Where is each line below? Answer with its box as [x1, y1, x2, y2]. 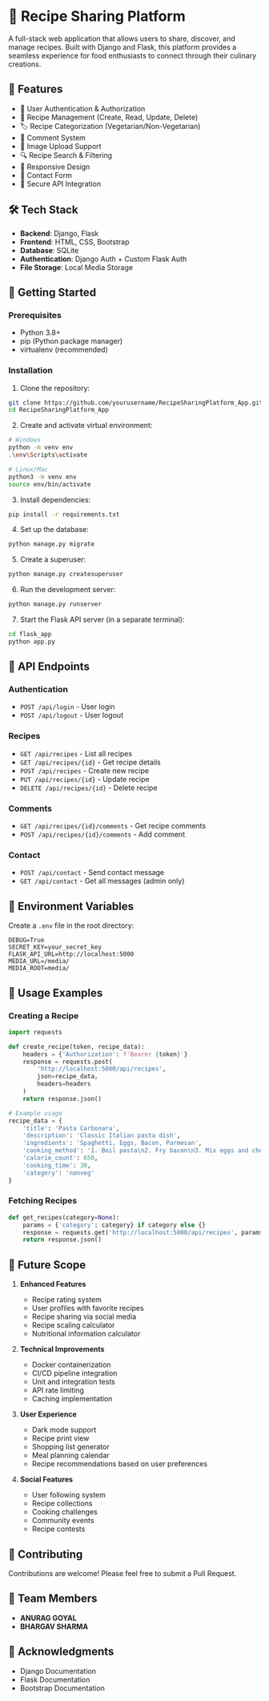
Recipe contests [31, 1524, 86, 1534]
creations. [8, 59, 42, 69]
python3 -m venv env [8, 473, 78, 481]
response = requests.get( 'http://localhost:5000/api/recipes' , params [22, 1228, 263, 1236]
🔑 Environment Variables [8, 899, 134, 913]
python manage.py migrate [8, 540, 94, 548]
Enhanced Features [19, 1280, 86, 1289]
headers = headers [37, 1080, 91, 1088]
